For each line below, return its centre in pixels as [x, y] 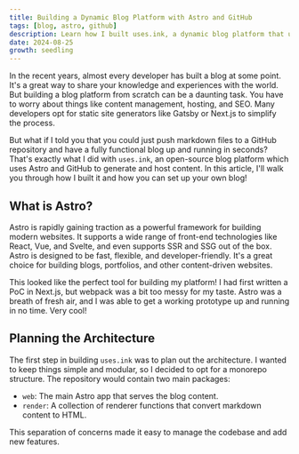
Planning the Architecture [82, 339]
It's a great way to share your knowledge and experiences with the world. [144, 85]
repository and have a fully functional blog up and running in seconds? [139, 150]
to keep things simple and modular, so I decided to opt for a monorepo [138, 369]
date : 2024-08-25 [41, 42]
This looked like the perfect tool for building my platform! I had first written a [149, 282]
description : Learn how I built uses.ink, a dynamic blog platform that [147, 34]
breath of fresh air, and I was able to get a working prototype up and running [149, 301]
